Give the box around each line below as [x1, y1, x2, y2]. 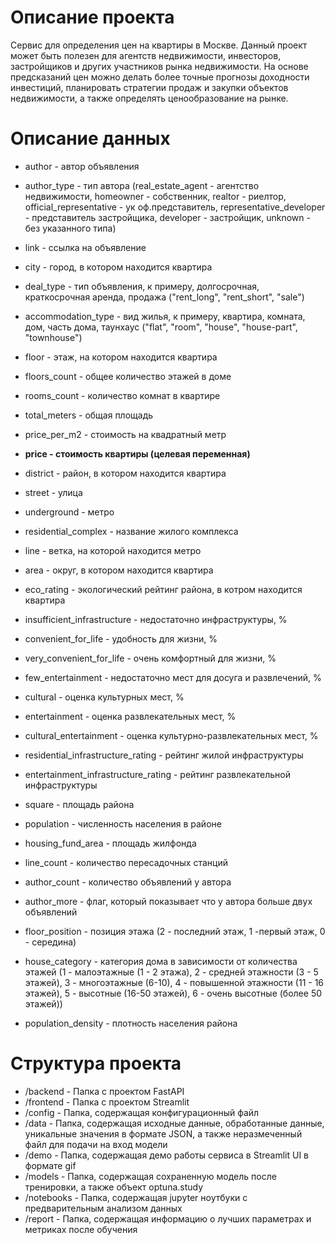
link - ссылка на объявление [24, 241, 147, 253]
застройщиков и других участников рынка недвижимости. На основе [10, 60, 309, 72]
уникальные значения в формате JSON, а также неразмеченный [24, 1127, 303, 1140]
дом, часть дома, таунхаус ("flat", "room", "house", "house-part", [24, 321, 298, 333]
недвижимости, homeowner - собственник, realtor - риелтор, [24, 190, 287, 202]
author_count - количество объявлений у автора [24, 876, 232, 888]
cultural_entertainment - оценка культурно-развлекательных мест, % [24, 729, 319, 741]
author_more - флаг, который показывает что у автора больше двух [24, 895, 313, 907]
